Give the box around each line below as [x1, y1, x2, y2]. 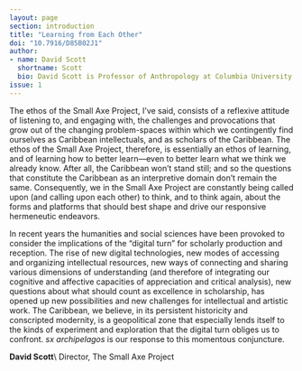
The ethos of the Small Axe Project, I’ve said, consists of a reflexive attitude [9, 105, 290, 116]
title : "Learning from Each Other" [9, 30, 143, 39]
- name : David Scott [9, 55, 87, 64]
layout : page [9, 13, 59, 23]
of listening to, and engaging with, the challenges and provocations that [9, 115, 276, 125]
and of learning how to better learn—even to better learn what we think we [9, 153, 287, 163]
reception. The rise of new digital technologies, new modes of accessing [9, 247, 279, 258]
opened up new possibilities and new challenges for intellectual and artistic [9, 295, 288, 306]
